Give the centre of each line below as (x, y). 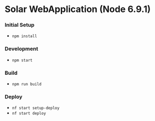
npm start (22, 60)
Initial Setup (20, 25)
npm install (24, 36)
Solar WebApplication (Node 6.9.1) (78, 9)
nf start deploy (29, 113)
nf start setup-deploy (36, 108)
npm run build (27, 84)
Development (22, 49)
